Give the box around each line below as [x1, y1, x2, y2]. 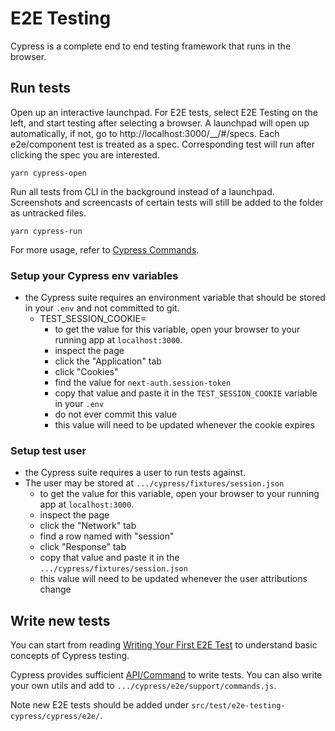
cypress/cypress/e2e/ [10, 712, 101, 722]
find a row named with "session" [39, 530, 175, 542]
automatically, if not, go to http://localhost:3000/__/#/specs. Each [10, 127, 280, 139]
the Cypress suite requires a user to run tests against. [24, 467, 247, 479]
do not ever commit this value [54, 408, 178, 421]
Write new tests [10, 612, 111, 629]
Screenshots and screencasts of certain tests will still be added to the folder [10, 196, 324, 208]
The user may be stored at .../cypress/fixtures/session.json [24, 477, 285, 489]
